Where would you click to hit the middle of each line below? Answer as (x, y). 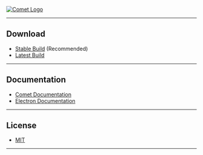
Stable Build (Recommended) (51, 48)
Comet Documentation (43, 94)
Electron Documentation (45, 101)
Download (26, 34)
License (21, 126)
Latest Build (30, 55)
